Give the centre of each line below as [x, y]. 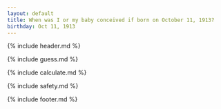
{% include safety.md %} [43, 86]
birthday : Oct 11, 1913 [41, 26]
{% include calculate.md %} [47, 72]
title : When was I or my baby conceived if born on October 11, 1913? [111, 20]
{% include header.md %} [44, 46]
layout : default [30, 13]
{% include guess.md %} [42, 59]
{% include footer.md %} [42, 99]
